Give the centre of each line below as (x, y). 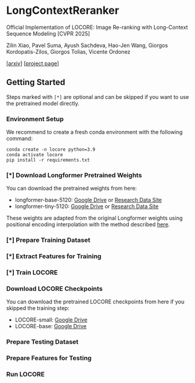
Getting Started (36, 82)
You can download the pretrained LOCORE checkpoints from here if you (95, 302)
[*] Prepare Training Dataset (48, 240)
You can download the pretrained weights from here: (72, 188)
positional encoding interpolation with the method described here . (88, 224)
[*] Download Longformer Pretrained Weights (74, 175)
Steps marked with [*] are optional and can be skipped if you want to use (98, 97)
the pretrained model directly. (43, 103)
